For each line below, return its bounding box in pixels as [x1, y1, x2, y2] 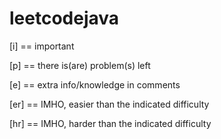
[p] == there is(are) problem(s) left [9, 59, 151, 71]
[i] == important [9, 40, 75, 52]
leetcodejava [9, 7, 120, 30]
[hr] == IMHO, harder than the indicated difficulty [9, 117, 212, 129]
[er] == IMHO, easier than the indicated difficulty [9, 98, 210, 110]
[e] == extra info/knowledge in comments [9, 78, 181, 91]
